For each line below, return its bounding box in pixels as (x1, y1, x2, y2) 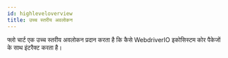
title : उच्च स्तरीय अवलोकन (7, 17, 73, 23)
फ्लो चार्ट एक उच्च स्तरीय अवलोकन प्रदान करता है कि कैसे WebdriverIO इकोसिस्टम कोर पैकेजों (7, 35, 221, 43)
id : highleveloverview (7, 10, 73, 17)
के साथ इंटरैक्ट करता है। (7, 43, 62, 52)
